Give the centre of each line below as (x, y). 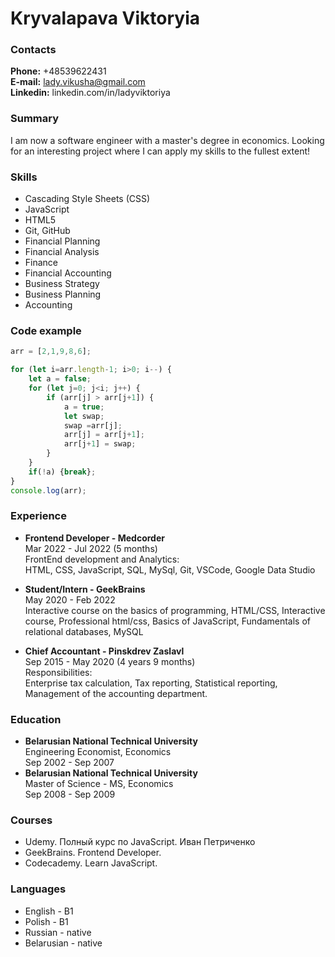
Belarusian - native (63, 943)
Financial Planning (62, 241)
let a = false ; (60, 379)
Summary (35, 119)
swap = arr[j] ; (93, 425)
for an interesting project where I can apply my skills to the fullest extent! (160, 151)
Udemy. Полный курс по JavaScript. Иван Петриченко (140, 842)
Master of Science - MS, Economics (99, 784)
